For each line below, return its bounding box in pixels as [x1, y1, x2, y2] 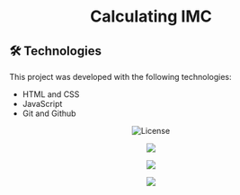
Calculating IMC [89, 6, 213, 27]
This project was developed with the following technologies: [9, 72, 232, 82]
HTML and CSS [22, 89, 80, 100]
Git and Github [22, 108, 76, 119]
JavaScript [22, 99, 63, 109]
